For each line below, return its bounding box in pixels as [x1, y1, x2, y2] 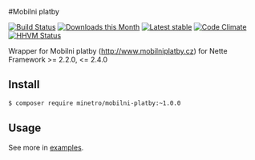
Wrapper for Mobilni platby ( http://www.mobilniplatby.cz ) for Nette [8, 46, 228, 55]
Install [8, 78, 40, 91]
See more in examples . [8, 142, 84, 152]
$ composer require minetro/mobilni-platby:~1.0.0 [8, 99, 181, 107]
